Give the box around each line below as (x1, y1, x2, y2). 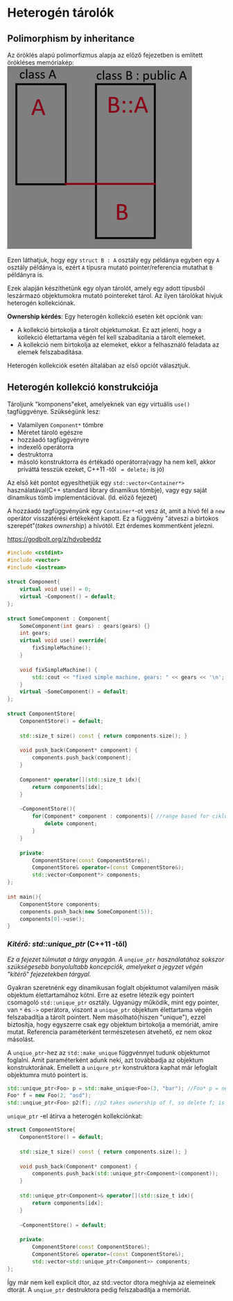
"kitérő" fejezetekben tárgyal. (7, 970, 92, 978)
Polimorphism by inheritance (7, 33, 135, 44)
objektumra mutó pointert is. (7, 1070, 88, 1079)
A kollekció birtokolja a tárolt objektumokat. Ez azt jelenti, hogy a (17, 326, 202, 334)
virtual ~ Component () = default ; (19, 593, 116, 600)
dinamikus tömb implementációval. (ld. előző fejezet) (7, 493, 158, 502)
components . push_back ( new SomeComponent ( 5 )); (19, 908, 154, 915)
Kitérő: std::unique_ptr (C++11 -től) (7, 939, 128, 949)
